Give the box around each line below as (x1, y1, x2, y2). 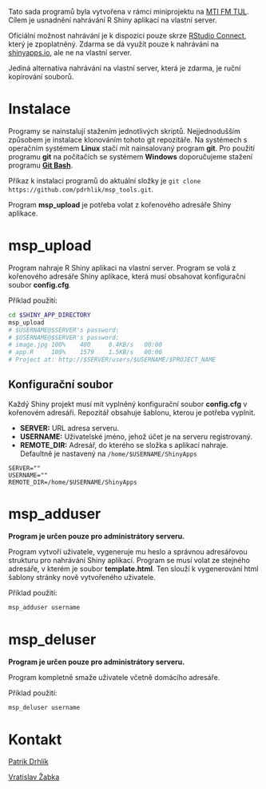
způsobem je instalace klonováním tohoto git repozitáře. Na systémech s (8, 135, 248, 144)
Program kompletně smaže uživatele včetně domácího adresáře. (8, 672, 220, 682)
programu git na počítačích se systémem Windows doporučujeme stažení (8, 151, 253, 161)
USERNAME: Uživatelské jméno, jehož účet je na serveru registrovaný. (19, 432, 253, 441)
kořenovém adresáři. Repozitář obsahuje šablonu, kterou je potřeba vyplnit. (8, 408, 256, 417)
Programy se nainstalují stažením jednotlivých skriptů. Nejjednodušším (8, 126, 241, 135)
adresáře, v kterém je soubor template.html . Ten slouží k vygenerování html (8, 564, 259, 574)
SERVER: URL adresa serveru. (19, 423, 120, 433)
